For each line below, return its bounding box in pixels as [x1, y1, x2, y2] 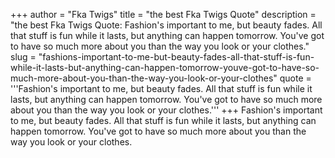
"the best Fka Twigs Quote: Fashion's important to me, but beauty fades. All [10, 19, 323, 31]
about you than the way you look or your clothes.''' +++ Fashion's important [10, 104, 323, 116]
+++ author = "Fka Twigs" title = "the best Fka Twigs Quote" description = [10, 9, 317, 20]
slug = [10, 51, 37, 63]
